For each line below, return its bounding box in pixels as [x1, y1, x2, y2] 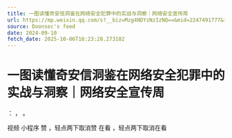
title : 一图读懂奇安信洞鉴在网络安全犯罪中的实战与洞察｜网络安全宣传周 [7, 10, 188, 17]
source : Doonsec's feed [7, 23, 76, 30]
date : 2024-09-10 [7, 29, 57, 37]
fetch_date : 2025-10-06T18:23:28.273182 [7, 36, 126, 43]
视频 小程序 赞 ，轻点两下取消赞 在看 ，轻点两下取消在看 [7, 124, 167, 132]
